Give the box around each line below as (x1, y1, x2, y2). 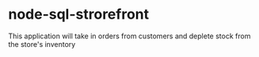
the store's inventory (8, 39, 76, 48)
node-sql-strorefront (8, 5, 149, 23)
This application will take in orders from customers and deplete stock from (8, 31, 251, 41)
